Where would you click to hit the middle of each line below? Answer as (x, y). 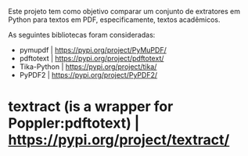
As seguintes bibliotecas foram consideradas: (82, 35)
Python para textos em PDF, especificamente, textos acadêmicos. (114, 20)
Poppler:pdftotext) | (74, 123)
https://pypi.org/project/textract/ (119, 140)
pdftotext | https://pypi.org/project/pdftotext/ (92, 58)
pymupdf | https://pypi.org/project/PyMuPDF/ (93, 50)
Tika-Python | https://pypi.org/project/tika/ (88, 67)
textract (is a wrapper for (91, 107)
